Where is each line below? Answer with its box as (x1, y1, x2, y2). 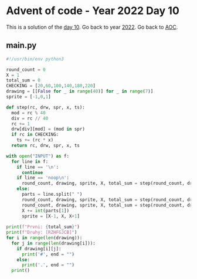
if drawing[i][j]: (16, 246, 62, 251)
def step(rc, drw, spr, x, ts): (6, 104, 85, 110)
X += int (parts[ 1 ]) (21, 207, 69, 213)
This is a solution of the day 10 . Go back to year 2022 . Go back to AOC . (6, 23, 178, 30)
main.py (6, 40, 37, 50)
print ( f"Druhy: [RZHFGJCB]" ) (6, 230, 77, 236)
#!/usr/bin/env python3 (6, 56, 64, 62)
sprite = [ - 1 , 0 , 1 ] (6, 94, 51, 100)
